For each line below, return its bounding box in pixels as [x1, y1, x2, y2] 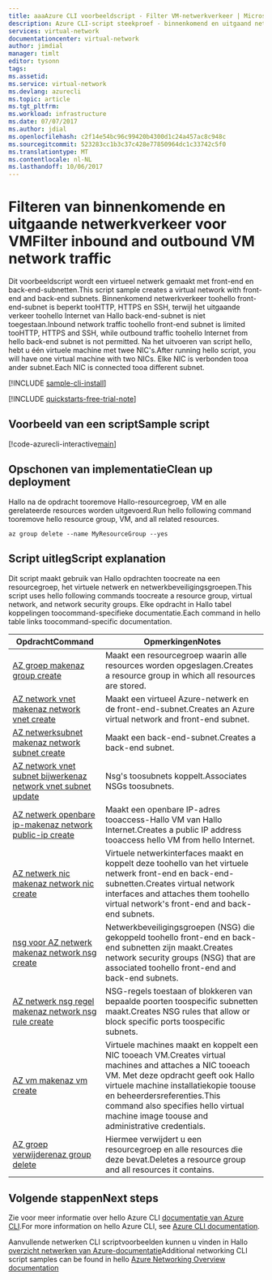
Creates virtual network [145, 877, 236, 889]
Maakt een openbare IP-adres [104, 804, 221, 815]
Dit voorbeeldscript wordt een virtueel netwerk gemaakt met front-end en [8, 277, 254, 287]
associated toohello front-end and [104, 962, 236, 973]
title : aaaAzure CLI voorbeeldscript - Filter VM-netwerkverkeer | [8, 11, 241, 20]
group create [12, 670, 62, 681]
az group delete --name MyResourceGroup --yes [8, 529, 168, 538]
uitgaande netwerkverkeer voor [8, 215, 227, 234]
